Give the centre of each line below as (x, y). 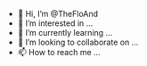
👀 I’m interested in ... (55, 23)
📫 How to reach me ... (59, 52)
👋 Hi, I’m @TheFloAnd (58, 14)
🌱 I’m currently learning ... (65, 33)
